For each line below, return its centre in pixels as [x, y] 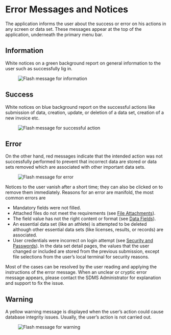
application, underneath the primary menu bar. [54, 34]
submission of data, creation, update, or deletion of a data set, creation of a [85, 112]
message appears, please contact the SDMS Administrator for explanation [83, 278]
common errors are [26, 198]
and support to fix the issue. [35, 283]
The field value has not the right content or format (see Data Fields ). [84, 219]
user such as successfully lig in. [39, 68]
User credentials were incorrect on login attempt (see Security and [83, 241]
